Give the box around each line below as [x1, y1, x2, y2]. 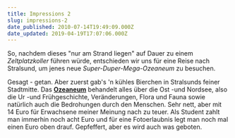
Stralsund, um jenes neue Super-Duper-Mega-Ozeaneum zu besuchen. [7, 64, 216, 73]
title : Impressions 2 [7, 10, 71, 18]
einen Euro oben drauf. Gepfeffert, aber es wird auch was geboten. [7, 123, 203, 131]
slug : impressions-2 [7, 17, 68, 24]
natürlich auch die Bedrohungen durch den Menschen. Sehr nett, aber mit [7, 100, 222, 109]
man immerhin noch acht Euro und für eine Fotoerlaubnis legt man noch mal [7, 115, 229, 124]
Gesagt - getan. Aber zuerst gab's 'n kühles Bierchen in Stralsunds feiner [7, 78, 220, 87]
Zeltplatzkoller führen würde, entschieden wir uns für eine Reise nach [7, 57, 210, 65]
